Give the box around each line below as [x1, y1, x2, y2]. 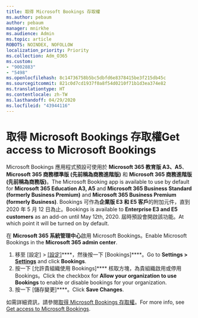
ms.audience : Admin [6, 31, 55, 37]
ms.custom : [6, 58, 33, 64]
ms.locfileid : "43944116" [6, 102, 70, 109]
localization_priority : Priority [6, 48, 89, 53]
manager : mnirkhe [6, 25, 49, 32]
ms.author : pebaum [6, 14, 52, 20]
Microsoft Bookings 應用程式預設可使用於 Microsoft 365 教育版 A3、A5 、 [6, 163, 187, 171]
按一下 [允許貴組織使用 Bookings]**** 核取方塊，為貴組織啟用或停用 [14, 265, 182, 272]
